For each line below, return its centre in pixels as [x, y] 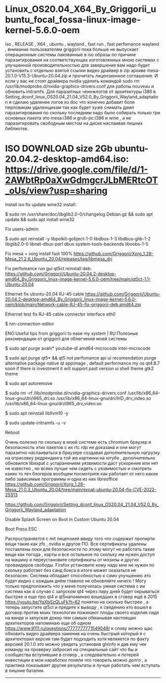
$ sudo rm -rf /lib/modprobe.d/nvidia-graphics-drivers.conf [66, 393]
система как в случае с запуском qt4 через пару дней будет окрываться [82, 591]
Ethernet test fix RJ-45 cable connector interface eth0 [60, 314]
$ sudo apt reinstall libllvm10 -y [37, 413]
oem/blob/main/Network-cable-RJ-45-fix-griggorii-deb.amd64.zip [73, 304]
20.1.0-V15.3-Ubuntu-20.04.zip [36, 76]
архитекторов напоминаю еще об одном [48, 623]
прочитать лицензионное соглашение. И [115, 76]
